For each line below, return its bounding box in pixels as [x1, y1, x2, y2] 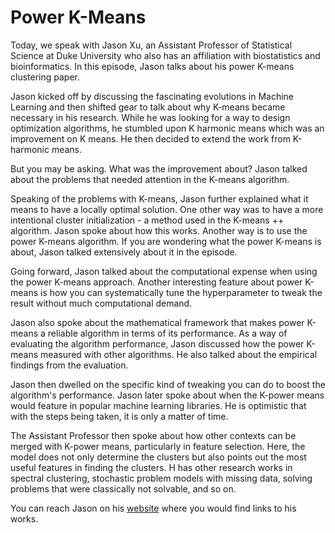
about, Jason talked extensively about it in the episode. [10, 246, 238, 258]
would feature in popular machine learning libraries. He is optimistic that [10, 399, 307, 411]
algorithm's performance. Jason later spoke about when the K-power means [10, 389, 325, 401]
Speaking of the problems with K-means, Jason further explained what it [10, 192, 309, 205]
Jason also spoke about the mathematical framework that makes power [10, 316, 305, 328]
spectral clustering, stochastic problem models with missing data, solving [10, 472, 313, 484]
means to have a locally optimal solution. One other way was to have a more [10, 203, 324, 215]
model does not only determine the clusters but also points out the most [10, 451, 307, 463]
